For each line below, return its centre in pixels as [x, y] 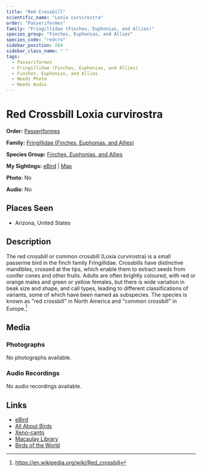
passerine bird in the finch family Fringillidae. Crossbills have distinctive [95, 262]
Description [29, 242]
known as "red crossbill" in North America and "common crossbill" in [92, 301]
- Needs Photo [29, 79]
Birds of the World [37, 446]
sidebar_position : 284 [35, 46]
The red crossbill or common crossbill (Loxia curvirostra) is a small [89, 256]
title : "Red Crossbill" [36, 12]
